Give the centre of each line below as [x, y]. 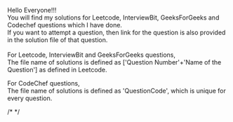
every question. [30, 98]
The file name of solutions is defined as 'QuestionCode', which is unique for [116, 91]
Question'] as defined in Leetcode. [57, 70]
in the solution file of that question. [58, 40]
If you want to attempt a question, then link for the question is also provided [116, 32]
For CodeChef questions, [44, 83]
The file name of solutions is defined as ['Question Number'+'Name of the [114, 62]
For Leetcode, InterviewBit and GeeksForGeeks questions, [92, 55]
